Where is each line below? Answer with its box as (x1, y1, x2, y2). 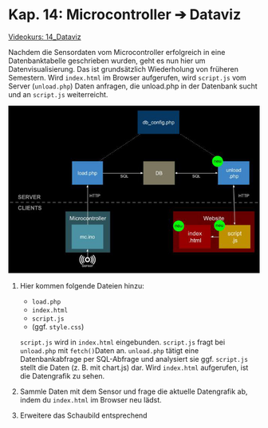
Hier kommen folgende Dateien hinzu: (19, 281, 145, 291)
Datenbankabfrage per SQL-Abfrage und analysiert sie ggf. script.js (19, 355, 249, 364)
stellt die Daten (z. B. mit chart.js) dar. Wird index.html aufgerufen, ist (19, 363, 249, 372)
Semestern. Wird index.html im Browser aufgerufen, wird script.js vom (8, 73, 247, 82)
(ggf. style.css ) (31, 322, 85, 332)
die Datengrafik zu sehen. (19, 371, 105, 381)
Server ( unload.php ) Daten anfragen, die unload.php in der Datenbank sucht (8, 81, 258, 91)
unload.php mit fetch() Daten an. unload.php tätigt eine (19, 346, 199, 355)
